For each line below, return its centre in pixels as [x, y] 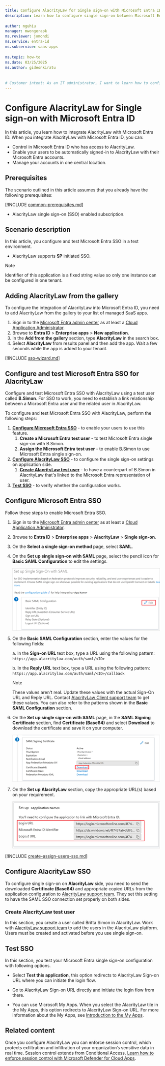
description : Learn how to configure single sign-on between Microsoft [80, 15]
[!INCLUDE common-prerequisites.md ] [44, 205]
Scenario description [38, 229]
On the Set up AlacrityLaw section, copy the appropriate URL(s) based [84, 789]
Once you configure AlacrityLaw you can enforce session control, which [78, 1042]
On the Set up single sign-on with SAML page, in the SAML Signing [82, 717]
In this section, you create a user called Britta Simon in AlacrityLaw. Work [79, 923]
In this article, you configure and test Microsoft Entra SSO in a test [72, 242]
